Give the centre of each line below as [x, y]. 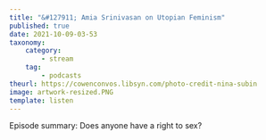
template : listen [42, 100]
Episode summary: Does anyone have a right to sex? [106, 126]
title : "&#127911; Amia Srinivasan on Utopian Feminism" [117, 17]
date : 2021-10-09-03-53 [54, 34]
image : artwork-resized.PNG [62, 92]
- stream [58, 59]
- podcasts [62, 76]
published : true [39, 26]
